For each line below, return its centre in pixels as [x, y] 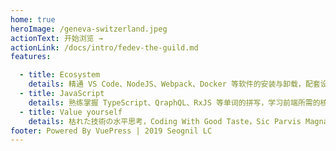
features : [31, 57]
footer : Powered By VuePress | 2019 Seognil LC [111, 131]
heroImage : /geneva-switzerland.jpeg [89, 29]
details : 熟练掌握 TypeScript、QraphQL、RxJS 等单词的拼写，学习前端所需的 [174, 102]
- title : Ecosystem [60, 75]
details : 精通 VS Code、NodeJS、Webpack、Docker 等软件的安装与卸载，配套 [174, 84]
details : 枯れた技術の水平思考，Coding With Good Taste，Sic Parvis [165, 121]
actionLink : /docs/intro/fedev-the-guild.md [104, 47]
